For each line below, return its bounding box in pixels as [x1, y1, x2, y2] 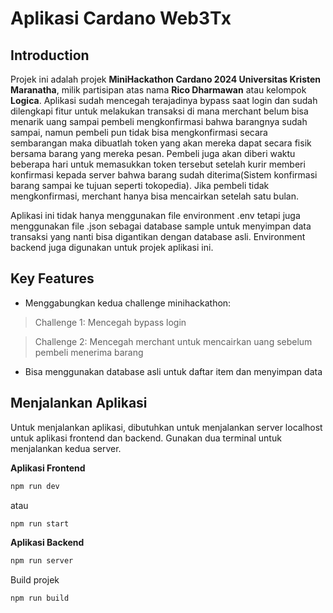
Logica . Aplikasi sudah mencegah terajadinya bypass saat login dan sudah [10, 95, 318, 106]
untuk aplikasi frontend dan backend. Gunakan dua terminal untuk [10, 432, 282, 444]
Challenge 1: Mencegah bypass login [34, 316, 187, 328]
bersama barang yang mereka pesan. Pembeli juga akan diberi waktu [10, 148, 296, 159]
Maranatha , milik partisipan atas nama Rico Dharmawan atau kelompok [10, 84, 307, 96]
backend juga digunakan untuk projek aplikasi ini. [10, 242, 214, 253]
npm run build [10, 593, 70, 604]
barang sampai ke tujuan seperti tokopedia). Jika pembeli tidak [10, 180, 270, 191]
